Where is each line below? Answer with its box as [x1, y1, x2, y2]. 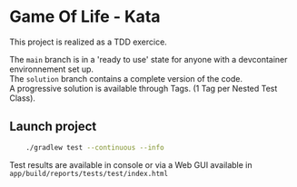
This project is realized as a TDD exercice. [9, 36, 168, 47]
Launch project [9, 119, 97, 134]
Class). [9, 93, 36, 103]
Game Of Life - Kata [9, 6, 161, 27]
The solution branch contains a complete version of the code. [9, 73, 243, 84]
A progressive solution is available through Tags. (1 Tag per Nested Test [9, 83, 278, 93]
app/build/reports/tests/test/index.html [9, 169, 169, 178]
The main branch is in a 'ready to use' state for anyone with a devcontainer [9, 54, 288, 64]
